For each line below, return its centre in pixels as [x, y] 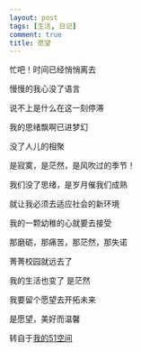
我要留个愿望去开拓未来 [53, 300]
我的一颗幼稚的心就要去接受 [61, 223]
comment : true [36, 34]
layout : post [34, 18]
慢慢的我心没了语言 [45, 89]
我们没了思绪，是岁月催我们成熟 [68, 185]
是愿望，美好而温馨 [45, 319]
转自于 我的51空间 [41, 338]
